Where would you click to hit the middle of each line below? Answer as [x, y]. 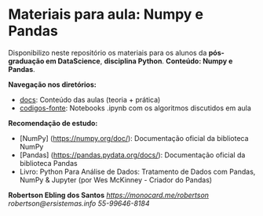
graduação [26, 61]
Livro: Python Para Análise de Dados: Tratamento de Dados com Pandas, [137, 171]
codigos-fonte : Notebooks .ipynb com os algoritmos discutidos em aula [135, 108]
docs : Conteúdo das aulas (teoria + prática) [90, 99]
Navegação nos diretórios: [52, 85]
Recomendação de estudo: [53, 123]
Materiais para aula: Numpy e [106, 14]
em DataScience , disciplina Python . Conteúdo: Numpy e [139, 61]
